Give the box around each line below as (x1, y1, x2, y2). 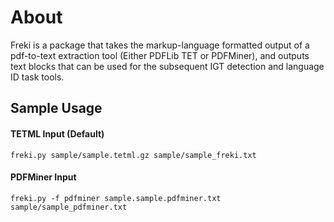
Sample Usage (10, 100, 103, 117)
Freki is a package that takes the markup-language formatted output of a (10, 39, 310, 51)
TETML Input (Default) (10, 127, 105, 140)
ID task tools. (10, 71, 65, 83)
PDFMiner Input (10, 171, 77, 183)
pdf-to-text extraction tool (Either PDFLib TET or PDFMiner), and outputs (10, 49, 310, 61)
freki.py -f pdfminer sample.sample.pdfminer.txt (10, 193, 222, 203)
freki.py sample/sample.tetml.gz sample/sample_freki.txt (10, 150, 257, 160)
